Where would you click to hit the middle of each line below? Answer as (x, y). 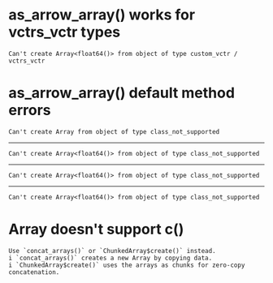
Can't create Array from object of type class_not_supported (114, 131)
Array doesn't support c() (96, 229)
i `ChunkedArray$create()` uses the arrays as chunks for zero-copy (127, 265)
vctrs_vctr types (64, 32)
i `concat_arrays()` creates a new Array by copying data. (110, 258)
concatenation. (34, 272)
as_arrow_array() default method (122, 93)
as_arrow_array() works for (102, 15)
